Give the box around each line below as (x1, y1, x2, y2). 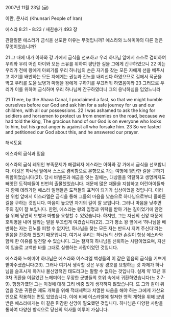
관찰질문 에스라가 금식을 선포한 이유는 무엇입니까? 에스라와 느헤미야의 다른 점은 (5, 37, 163, 43)
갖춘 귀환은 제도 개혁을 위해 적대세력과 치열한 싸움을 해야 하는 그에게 (14, 287, 151, 293)
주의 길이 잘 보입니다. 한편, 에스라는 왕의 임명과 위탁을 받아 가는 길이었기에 (5, 206, 154, 212)
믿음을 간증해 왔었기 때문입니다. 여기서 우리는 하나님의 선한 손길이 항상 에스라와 (5, 232, 163, 238)
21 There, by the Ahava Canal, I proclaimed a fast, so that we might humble (5, 97, 163, 102)
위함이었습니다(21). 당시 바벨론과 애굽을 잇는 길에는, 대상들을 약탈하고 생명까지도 (5, 174, 166, 180)
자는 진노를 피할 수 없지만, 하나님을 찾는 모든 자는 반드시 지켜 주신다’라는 (18, 225, 163, 231)
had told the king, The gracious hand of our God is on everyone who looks (5, 118, 162, 124)
